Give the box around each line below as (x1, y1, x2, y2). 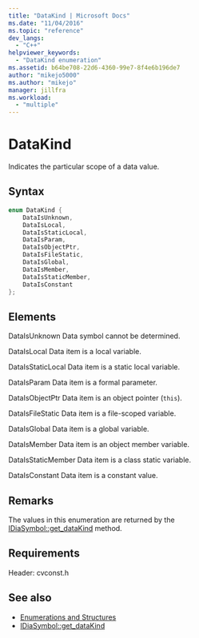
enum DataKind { (8, 205, 62, 214)
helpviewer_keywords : (8, 49, 81, 57)
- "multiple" (15, 101, 59, 109)
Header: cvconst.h (8, 568, 70, 577)
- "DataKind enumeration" (15, 57, 102, 65)
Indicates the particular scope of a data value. (8, 161, 160, 172)
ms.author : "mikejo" (8, 78, 78, 86)
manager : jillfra (8, 86, 66, 94)
